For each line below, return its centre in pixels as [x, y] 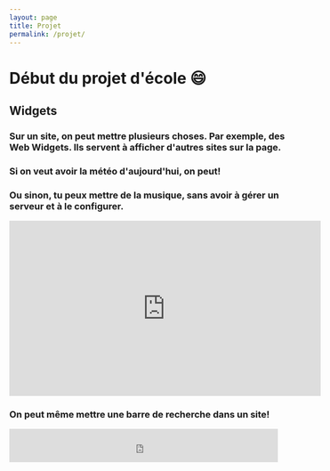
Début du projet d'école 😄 [108, 78]
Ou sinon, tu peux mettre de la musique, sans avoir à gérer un [145, 195]
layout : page [33, 17]
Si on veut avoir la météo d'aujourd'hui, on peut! [115, 171]
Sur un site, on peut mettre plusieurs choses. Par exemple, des [147, 136]
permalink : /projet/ [48, 34]
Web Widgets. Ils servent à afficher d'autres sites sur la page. [145, 147]
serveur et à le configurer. [67, 206]
